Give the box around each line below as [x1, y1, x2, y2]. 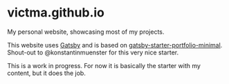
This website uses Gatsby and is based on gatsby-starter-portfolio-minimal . [7, 41, 223, 49]
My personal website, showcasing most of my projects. [7, 28, 165, 36]
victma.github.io [7, 5, 105, 21]
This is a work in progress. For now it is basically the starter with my [7, 61, 201, 70]
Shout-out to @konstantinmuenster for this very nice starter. [7, 48, 178, 56]
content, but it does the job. [7, 69, 86, 77]
